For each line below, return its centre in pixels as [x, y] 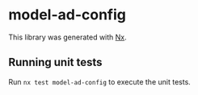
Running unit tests [55, 62]
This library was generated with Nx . [67, 37]
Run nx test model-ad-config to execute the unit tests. [100, 81]
